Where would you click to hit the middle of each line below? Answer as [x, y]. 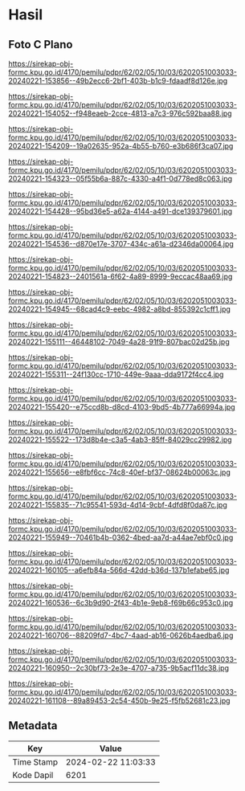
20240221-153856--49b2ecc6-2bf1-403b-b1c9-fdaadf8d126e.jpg [118, 81]
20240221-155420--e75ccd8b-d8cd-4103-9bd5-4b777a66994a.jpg [122, 407]
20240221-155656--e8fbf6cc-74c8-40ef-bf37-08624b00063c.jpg [119, 472]
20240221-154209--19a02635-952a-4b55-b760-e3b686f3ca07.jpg [121, 146]
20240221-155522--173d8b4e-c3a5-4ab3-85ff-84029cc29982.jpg [120, 440]
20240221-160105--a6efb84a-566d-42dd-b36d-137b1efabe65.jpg [119, 570]
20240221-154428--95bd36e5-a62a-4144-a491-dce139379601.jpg [120, 211]
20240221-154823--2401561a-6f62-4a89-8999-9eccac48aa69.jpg [120, 276]
